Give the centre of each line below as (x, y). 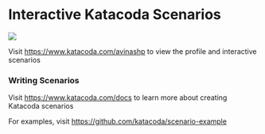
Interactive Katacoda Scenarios (115, 15)
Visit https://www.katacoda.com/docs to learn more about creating (118, 98)
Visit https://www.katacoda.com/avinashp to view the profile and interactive (132, 51)
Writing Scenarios (44, 80)
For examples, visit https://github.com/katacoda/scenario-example (117, 121)
